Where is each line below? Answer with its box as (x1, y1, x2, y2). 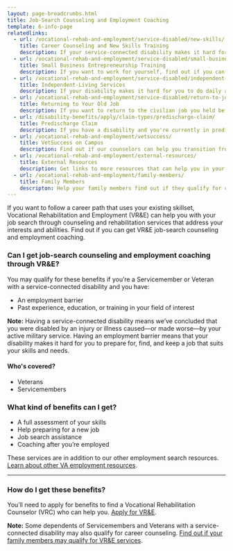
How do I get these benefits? (7, 484, 106, 494)
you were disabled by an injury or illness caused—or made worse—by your (7, 324, 222, 332)
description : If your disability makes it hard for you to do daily (19, 88, 222, 94)
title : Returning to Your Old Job (19, 101, 119, 108)
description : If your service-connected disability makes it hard (19, 49, 216, 56)
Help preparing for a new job (17, 425, 100, 434)
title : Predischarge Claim (19, 120, 98, 127)
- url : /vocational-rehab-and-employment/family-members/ (13, 172, 185, 179)
